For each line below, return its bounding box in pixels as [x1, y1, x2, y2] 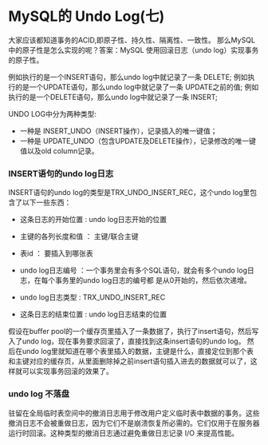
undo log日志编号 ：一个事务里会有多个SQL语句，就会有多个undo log [19, 265, 247, 276]
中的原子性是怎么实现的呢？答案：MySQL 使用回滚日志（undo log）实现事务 [8, 45, 259, 54]
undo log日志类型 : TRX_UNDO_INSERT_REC [19, 292, 166, 302]
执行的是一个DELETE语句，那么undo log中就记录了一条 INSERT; [8, 92, 218, 101]
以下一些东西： [22, 197, 72, 208]
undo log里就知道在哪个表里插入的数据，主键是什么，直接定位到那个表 [22, 347, 254, 356]
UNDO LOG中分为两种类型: [8, 109, 97, 118]
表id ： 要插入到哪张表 [19, 248, 93, 258]
